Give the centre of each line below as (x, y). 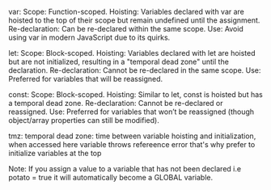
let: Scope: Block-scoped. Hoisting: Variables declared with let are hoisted (132, 53)
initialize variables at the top (55, 153)
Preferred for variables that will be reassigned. (86, 79)
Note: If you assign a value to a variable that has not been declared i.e (125, 169)
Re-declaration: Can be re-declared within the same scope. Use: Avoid (126, 29)
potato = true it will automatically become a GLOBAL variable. (110, 177)
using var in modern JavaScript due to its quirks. (89, 37)
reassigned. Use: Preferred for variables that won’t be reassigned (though (131, 112)
